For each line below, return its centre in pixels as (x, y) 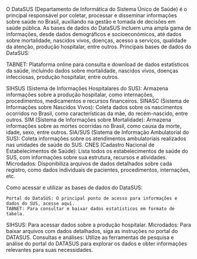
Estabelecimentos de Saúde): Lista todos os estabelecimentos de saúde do (97, 151)
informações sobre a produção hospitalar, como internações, (80, 95)
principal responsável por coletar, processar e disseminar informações (92, 15)
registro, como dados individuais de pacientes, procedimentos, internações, (98, 170)
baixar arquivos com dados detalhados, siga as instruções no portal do (92, 231)
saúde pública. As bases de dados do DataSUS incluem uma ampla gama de (99, 28)
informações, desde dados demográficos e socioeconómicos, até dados (94, 34)
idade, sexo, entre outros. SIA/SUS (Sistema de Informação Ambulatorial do (98, 132)
